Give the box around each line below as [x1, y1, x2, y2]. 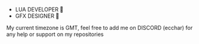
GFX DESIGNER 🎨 [15, 12, 60, 20]
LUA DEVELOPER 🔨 [15, 6, 64, 13]
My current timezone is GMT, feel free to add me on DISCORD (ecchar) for [6, 24, 193, 31]
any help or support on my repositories [6, 31, 104, 38]
